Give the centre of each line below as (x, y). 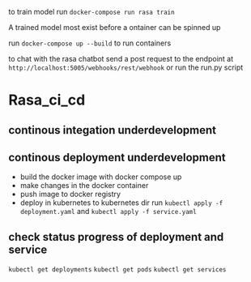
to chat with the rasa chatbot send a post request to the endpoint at (121, 59)
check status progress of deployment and (116, 237)
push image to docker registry (70, 194)
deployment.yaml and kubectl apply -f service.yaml (108, 211)
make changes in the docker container (84, 186)
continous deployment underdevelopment (117, 157)
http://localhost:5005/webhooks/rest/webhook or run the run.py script (126, 67)
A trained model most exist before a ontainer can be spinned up (115, 27)
